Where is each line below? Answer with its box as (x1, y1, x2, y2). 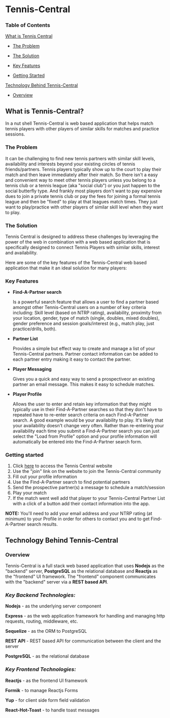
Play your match (12, 490, 47, 496)
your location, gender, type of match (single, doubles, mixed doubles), (12, 315, 160, 321)
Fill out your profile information (12, 473, 77, 480)
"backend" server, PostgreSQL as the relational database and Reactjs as (5, 568, 158, 574)
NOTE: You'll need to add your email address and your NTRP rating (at (5, 510, 152, 517)
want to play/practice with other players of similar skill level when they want (5, 204, 163, 210)
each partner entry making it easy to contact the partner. (12, 356, 131, 362)
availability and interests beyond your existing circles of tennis (5, 161, 135, 167)
